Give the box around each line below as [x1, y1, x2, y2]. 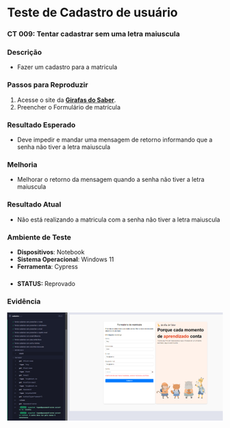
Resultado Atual [7, 200, 62, 209]
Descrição [7, 48, 42, 57]
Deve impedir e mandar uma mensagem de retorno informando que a [16, 135, 213, 144]
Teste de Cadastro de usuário [7, 5, 178, 21]
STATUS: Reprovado [16, 279, 75, 288]
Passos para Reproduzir [7, 80, 88, 90]
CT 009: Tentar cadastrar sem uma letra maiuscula [7, 29, 180, 39]
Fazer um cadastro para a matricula [16, 63, 118, 71]
